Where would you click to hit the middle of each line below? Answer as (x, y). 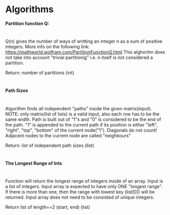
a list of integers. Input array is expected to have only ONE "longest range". (84, 186)
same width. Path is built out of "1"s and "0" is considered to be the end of (83, 119)
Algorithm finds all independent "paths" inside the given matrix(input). (79, 108)
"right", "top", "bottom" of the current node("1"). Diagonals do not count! (81, 130)
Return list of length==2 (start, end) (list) (48, 207)
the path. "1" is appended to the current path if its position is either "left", (81, 125)
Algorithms (30, 9)
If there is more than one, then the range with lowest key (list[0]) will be (80, 192)
